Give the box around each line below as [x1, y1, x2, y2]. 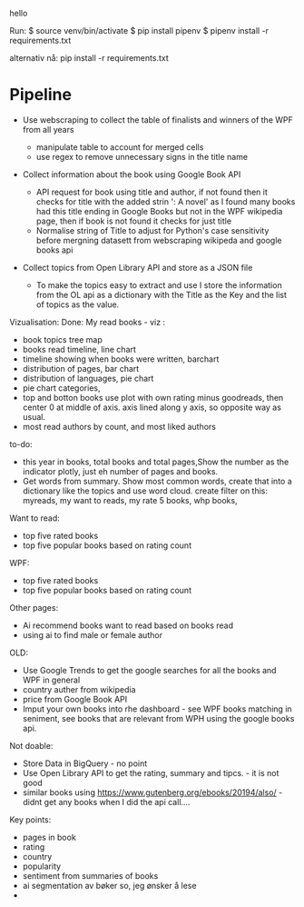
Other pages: [9, 602, 59, 613]
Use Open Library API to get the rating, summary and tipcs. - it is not [22, 767, 279, 778]
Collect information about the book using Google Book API [22, 168, 241, 180]
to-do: [9, 438, 34, 449]
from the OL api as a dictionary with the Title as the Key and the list [35, 289, 288, 300]
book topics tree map [22, 334, 103, 344]
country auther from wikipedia [22, 683, 136, 694]
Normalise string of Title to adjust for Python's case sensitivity [35, 224, 270, 235]
